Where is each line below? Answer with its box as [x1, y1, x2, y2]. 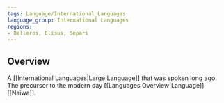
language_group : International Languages [7, 17, 129, 24]
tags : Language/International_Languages [7, 10, 127, 17]
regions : [7, 23, 33, 30]
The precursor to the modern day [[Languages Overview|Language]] [7, 81, 205, 90]
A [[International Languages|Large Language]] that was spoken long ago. [7, 74, 217, 82]
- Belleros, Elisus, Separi [7, 29, 89, 37]
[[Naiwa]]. [7, 88, 36, 97]
